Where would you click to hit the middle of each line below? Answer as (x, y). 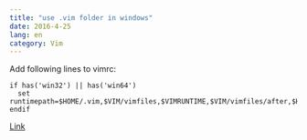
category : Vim (37, 43)
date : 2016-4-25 (40, 26)
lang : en (26, 35)
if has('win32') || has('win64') (73, 86)
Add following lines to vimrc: (63, 69)
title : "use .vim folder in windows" (81, 18)
